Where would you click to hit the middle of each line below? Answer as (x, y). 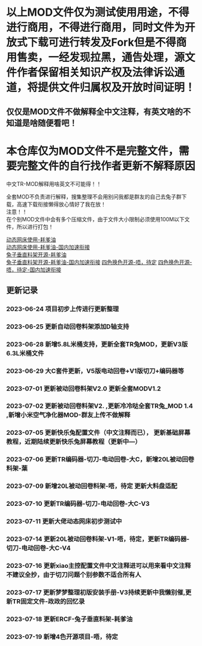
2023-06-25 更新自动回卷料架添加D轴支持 (68, 327)
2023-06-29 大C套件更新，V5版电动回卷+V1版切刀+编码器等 (95, 371)
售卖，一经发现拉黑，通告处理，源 (101, 57)
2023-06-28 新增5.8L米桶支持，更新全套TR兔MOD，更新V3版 (97, 344)
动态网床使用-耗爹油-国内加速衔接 (48, 247)
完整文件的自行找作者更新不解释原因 (106, 166)
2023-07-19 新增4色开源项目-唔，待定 (62, 636)
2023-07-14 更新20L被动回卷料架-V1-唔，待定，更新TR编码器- (98, 539)
